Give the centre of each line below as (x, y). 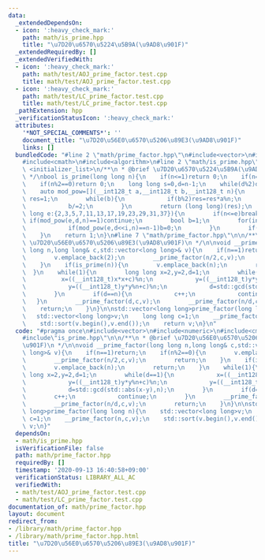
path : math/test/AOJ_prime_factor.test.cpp (95, 74)
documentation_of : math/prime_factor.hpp (77, 507)
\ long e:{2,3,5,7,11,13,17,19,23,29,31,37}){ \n (104, 214)
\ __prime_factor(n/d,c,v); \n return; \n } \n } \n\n (135, 404)
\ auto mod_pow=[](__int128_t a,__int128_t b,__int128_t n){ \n (134, 191)
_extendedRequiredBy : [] (56, 52)
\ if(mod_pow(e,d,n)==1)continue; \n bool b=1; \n (116, 221)
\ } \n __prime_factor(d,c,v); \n (91, 301)
